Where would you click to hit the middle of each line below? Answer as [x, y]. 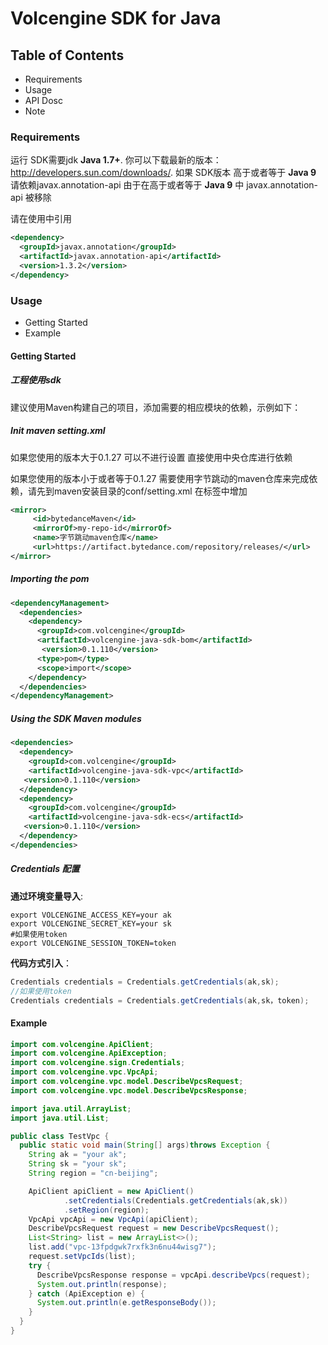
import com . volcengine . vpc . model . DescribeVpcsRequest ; [127, 1082]
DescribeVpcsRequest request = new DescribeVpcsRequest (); [154, 1228]
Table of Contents [67, 55]
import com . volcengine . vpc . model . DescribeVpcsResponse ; [129, 1090]
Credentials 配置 [45, 869]
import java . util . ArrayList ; [71, 1108]
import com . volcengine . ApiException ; [89, 1053]
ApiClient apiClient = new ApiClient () [111, 1191]
